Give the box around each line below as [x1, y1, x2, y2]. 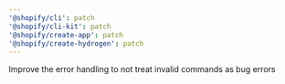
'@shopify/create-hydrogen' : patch [8, 38, 144, 48]
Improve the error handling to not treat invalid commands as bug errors [8, 64, 276, 75]
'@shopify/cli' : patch [8, 13, 95, 23]
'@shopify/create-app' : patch [8, 30, 124, 39]
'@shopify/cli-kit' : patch [8, 22, 111, 31]
